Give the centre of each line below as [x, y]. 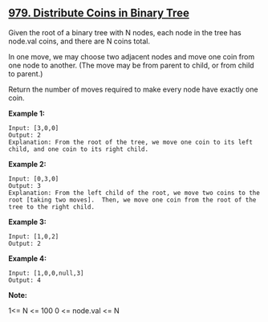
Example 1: [27, 113]
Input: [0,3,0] [34, 179]
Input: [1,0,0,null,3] [46, 273]
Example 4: [27, 258]
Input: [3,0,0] [34, 128]
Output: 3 [25, 185]
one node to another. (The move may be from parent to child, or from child [131, 65]
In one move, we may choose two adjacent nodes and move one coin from [132, 56]
